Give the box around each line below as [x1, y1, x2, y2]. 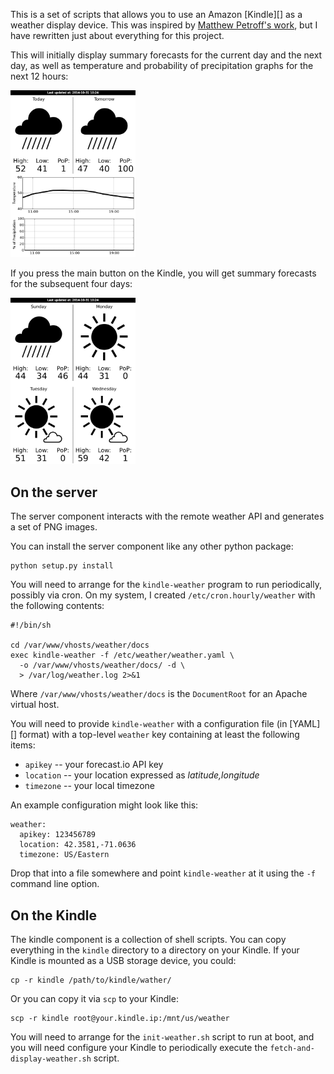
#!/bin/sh [10, 620, 52, 631]
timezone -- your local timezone [24, 780, 155, 792]
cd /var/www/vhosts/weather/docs [10, 640, 150, 651]
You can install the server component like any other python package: [10, 540, 294, 553]
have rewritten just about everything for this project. [10, 30, 225, 41]
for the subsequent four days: [10, 277, 133, 289]
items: [10, 739, 36, 751]
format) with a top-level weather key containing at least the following [19, 729, 300, 741]
